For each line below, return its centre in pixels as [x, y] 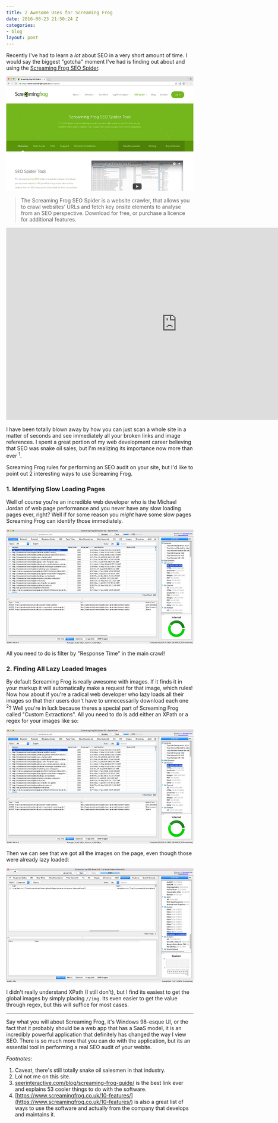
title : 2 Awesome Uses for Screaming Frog [59, 13]
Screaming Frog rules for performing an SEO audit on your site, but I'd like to [100, 467]
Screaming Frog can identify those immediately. [64, 521]
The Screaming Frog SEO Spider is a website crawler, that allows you [105, 201]
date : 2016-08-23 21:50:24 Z [42, 19]
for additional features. [48, 220]
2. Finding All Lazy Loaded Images [56, 669]
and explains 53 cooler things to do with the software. [80, 1089]
